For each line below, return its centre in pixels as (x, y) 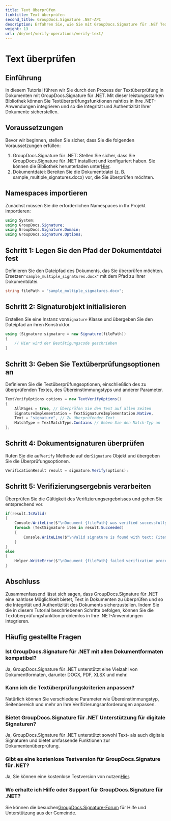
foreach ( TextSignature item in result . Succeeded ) (69, 528)
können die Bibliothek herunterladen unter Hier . (62, 166)
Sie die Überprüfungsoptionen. (38, 461)
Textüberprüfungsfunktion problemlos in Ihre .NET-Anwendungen (74, 615)
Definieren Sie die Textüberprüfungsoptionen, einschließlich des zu (76, 384)
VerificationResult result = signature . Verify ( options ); (67, 470)
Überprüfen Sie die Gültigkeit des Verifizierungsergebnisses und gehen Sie (84, 499)
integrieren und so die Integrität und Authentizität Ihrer (94, 106)
